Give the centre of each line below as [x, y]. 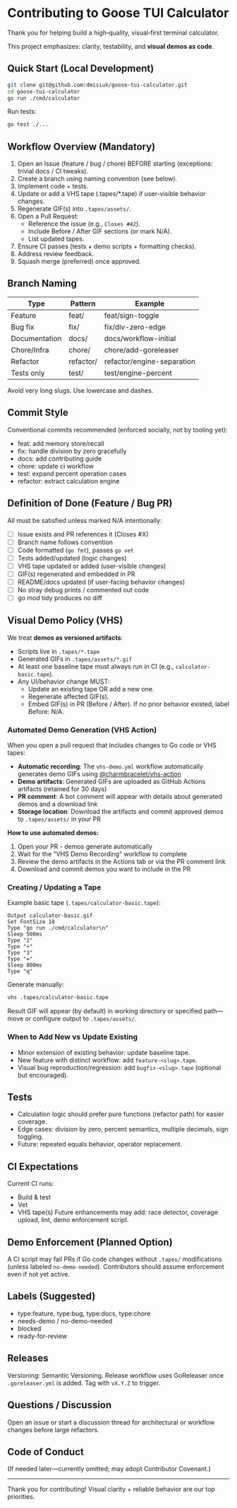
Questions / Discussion [60, 1405]
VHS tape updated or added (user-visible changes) [92, 566]
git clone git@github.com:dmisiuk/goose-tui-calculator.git [98, 85]
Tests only [28, 373]
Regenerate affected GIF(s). [68, 696]
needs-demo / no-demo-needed [65, 1320]
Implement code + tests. [53, 186]
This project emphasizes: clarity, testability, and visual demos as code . [111, 46]
